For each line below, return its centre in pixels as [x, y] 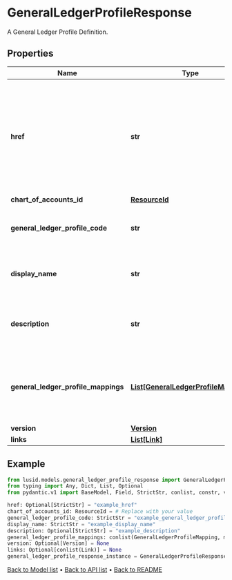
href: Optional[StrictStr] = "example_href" [72, 505]
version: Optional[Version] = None [58, 543]
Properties [30, 54]
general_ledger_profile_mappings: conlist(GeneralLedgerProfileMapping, [114, 537]
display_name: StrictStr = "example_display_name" [81, 524]
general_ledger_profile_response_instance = [72, 557]
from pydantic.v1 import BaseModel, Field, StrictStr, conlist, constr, [114, 493]
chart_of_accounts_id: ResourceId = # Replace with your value [100, 512]
